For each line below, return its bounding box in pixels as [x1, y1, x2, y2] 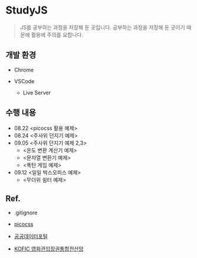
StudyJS [5, 4, 48, 17]
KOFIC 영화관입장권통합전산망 [14, 246, 84, 253]
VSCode [14, 77, 35, 84]
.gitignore [14, 209, 38, 216]
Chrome [14, 66, 34, 73]
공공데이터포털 [14, 233, 48, 240]
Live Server [22, 89, 51, 96]
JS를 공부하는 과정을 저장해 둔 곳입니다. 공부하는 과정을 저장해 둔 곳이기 [19, 24, 185, 31]
